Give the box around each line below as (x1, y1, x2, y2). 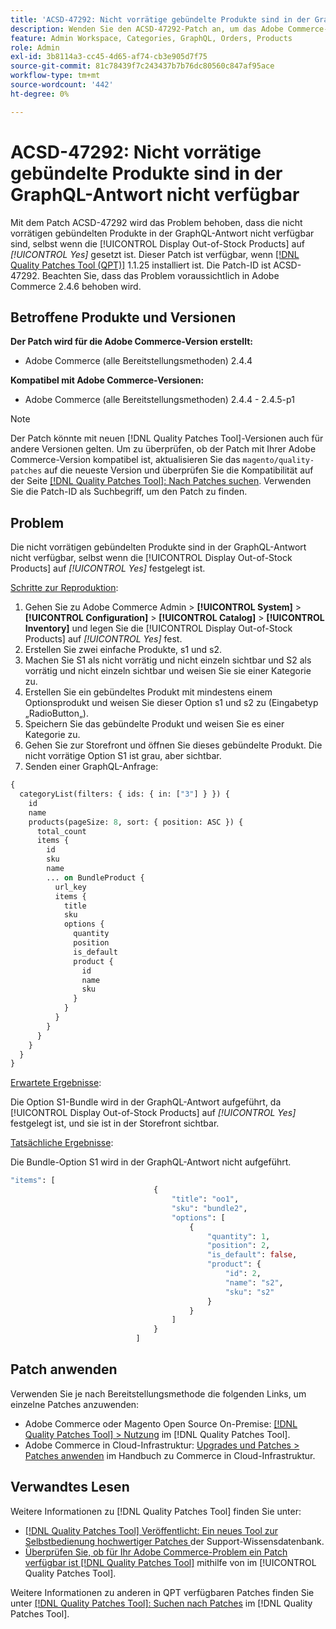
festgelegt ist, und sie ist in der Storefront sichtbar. (10, 1117, 220, 1130)
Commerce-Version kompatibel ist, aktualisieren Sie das (10, 454, 241, 466)
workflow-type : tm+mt (10, 71, 101, 81)
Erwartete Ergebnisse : (10, 1077, 102, 1089)
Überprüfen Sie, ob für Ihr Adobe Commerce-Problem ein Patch (24, 1546, 288, 1558)
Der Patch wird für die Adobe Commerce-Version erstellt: (10, 336, 253, 348)
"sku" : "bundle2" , (171, 1203, 248, 1213)
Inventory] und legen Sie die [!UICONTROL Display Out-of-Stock (24, 622, 293, 635)
